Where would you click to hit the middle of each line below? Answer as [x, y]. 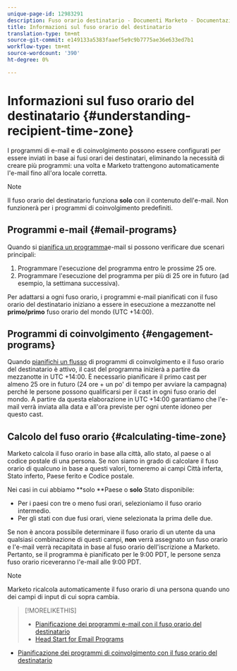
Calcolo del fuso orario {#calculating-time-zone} [117, 436]
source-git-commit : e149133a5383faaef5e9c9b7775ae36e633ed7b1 [101, 40]
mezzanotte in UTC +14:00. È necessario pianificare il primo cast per [107, 377]
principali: [22, 254]
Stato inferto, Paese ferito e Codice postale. [71, 476]
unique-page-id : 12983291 [45, 14]
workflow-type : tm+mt [39, 47]
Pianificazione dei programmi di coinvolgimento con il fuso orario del [117, 653]
